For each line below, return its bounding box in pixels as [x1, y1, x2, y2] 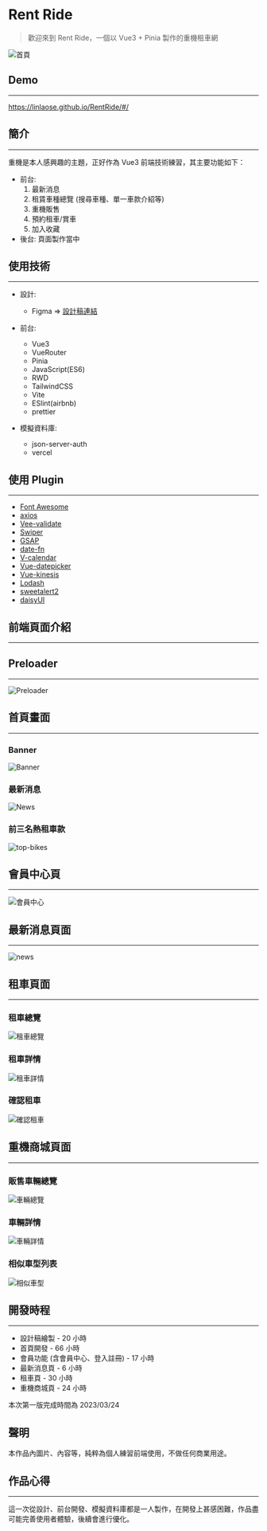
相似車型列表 [8, 1259, 58, 1270]
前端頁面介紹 [8, 620, 72, 634]
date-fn [19, 544, 45, 554]
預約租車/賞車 [31, 213, 77, 224]
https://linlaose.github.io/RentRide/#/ [8, 102, 130, 112]
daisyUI [19, 595, 45, 605]
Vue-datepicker [19, 562, 72, 571]
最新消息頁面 [8, 922, 72, 937]
